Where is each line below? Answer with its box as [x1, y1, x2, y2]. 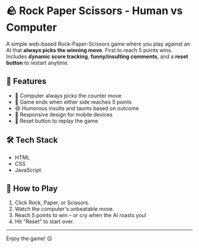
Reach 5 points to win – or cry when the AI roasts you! [14, 212, 147, 219]
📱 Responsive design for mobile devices [14, 111, 113, 118]
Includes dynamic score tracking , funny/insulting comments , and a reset [6, 53, 188, 60]
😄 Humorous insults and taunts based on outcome [14, 104, 139, 112]
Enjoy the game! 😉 [6, 235, 53, 242]
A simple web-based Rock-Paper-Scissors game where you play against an [6, 40, 191, 47]
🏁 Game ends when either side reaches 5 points [14, 98, 132, 105]
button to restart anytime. [6, 59, 69, 66]
